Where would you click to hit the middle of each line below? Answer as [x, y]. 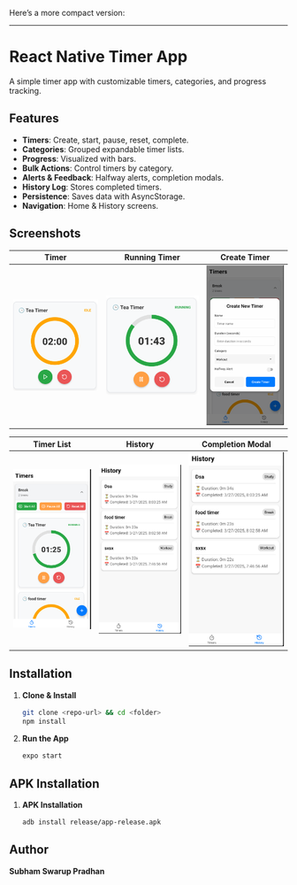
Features [34, 119]
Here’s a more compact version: [67, 13]
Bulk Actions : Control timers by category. [98, 168]
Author [29, 850]
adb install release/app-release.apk [91, 822]
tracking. [25, 90]
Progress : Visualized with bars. [79, 158]
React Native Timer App [99, 57]
